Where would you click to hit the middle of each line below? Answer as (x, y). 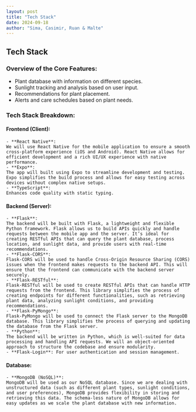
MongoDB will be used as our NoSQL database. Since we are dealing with (97, 383)
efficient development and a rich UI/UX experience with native (86, 157)
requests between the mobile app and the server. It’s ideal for (87, 234)
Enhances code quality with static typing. (60, 193)
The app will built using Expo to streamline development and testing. (95, 173)
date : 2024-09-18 (27, 22)
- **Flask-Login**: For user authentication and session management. (93, 352)
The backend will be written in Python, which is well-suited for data (95, 337)
